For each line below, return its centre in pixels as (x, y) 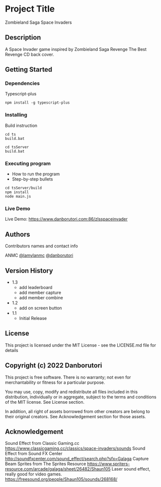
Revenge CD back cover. (30, 54)
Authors (18, 234)
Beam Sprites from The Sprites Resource (46, 464)
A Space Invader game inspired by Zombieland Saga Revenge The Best (76, 49)
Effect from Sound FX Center (34, 454)
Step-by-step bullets (32, 179)
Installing (16, 115)
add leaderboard (36, 287)
